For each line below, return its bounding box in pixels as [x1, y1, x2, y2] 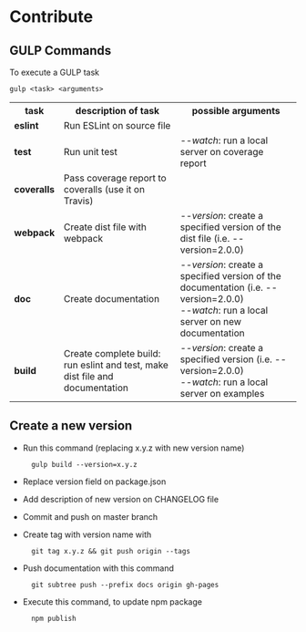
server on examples [179, 388, 265, 399]
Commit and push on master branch [22, 511, 158, 522]
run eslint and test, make [63, 358, 168, 371]
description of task [75, 105, 160, 117]
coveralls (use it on [63, 183, 146, 195]
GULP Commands [9, 43, 112, 58]
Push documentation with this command [22, 563, 175, 574]
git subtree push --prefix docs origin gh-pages [31, 580, 219, 589]
